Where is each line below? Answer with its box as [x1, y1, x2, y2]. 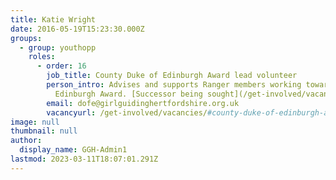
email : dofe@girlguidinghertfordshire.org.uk [46, 98, 240, 108]
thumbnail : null [10, 126, 78, 136]
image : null [10, 117, 60, 127]
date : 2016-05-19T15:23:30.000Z [10, 24, 145, 34]
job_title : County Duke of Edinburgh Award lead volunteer [46, 71, 298, 81]
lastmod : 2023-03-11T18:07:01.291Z [10, 154, 159, 164]
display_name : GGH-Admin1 [19, 145, 128, 155]
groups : [10, 33, 43, 43]
